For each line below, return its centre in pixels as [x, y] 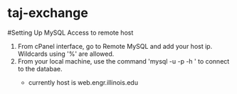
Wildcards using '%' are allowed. [66, 54]
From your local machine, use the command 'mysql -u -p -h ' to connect [123, 61]
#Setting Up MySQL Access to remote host [70, 33]
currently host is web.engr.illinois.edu [83, 82]
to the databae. [40, 69]
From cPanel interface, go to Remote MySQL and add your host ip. [115, 46]
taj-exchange [48, 13]
